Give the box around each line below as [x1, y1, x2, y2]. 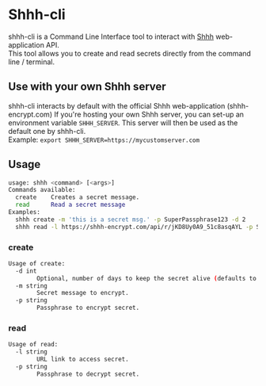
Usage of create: [8, 259, 66, 267]
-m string [15, 281, 47, 290]
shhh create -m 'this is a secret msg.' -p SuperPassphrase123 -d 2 [15, 216, 246, 224]
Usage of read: [8, 341, 59, 349]
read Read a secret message [15, 201, 126, 209]
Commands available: [8, 186, 77, 194]
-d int [15, 267, 37, 275]
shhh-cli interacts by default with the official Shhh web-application [8, 101, 226, 110]
